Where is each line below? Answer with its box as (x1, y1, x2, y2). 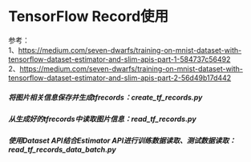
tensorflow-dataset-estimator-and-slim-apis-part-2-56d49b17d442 (8, 73, 232, 83)
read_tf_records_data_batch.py (8, 145, 116, 155)
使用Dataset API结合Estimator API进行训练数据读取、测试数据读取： (8, 136, 237, 145)
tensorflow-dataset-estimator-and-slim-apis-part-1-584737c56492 (8, 54, 231, 64)
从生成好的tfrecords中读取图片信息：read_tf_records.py (8, 114, 196, 124)
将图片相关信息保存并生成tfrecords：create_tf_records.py (8, 92, 203, 102)
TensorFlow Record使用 (8, 7, 169, 26)
